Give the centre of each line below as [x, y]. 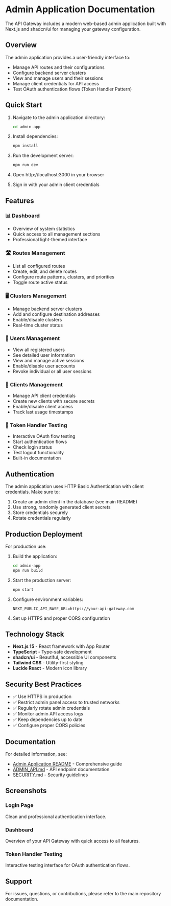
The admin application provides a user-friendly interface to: [68, 57]
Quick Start [24, 105]
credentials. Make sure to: [33, 492]
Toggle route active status [40, 283]
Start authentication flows [40, 442]
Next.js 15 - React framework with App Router [61, 646]
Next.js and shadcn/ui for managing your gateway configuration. [73, 29]
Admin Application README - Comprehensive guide [67, 764]
